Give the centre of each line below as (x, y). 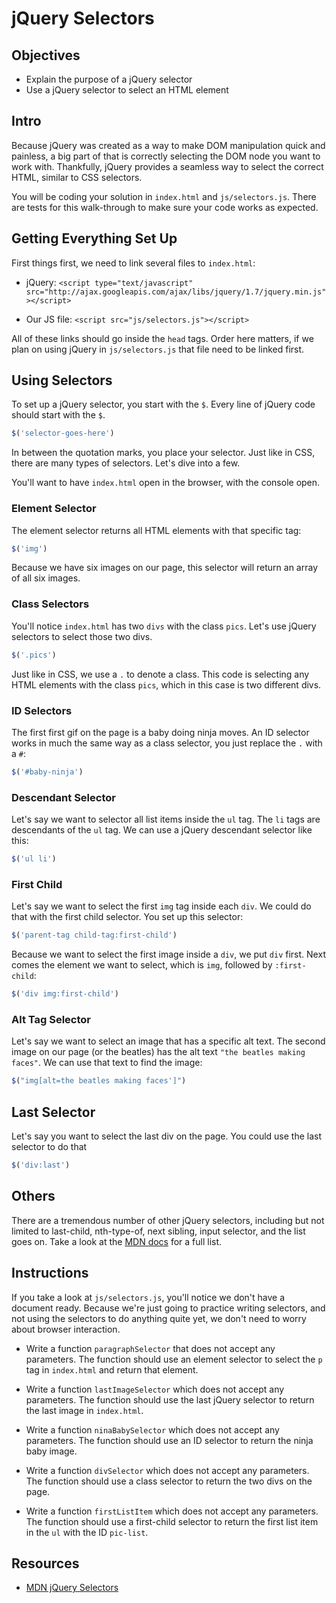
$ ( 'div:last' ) (41, 1165)
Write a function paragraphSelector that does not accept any (150, 1348)
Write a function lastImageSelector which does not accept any (155, 1389)
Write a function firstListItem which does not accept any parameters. (172, 1511)
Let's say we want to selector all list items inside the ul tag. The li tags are (166, 819)
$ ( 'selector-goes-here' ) (63, 433)
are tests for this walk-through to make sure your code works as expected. (165, 207)
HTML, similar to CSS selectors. (77, 177)
